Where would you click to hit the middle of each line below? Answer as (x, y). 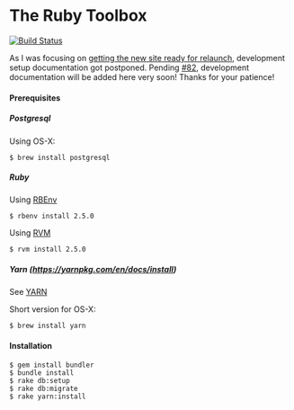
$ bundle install (42, 373)
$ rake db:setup (40, 380)
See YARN (28, 292)
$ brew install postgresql (60, 157)
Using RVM (30, 233)
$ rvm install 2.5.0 (48, 250)
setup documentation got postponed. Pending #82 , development (129, 67)
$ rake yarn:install (48, 397)
